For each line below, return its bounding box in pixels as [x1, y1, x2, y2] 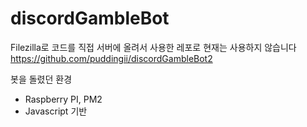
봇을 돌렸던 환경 [10, 73, 73, 85]
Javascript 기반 [24, 105, 88, 117]
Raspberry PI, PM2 [24, 93, 103, 105]
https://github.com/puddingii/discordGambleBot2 [10, 52, 213, 64]
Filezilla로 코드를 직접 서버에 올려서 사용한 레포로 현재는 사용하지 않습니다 [10, 41, 297, 53]
